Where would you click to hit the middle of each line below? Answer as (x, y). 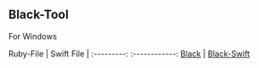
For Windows (33, 36)
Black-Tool (39, 15)
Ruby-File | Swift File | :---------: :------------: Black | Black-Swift (129, 54)
